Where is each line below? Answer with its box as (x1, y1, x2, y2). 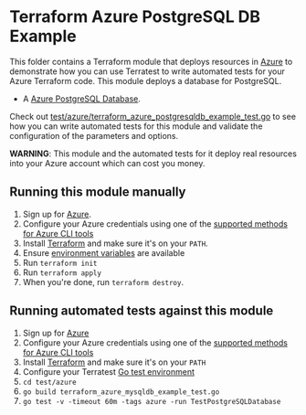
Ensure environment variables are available (22, 247, 185, 258)
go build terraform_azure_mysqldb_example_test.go (22, 387, 220, 397)
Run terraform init (22, 257, 98, 268)
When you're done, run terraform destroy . (22, 276, 185, 287)
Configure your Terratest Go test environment (22, 366, 195, 377)
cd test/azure (22, 378, 77, 387)
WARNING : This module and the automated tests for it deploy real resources (9, 148, 297, 159)
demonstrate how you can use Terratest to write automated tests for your (9, 66, 286, 77)
